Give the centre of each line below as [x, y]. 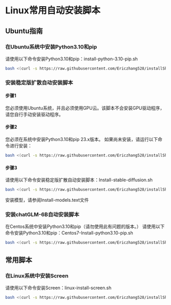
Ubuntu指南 [24, 31]
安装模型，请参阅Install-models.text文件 [47, 200]
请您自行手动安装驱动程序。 [34, 114]
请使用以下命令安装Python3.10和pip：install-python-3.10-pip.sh [72, 59]
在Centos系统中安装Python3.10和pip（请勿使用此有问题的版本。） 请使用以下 [85, 227]
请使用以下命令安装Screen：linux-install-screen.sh [59, 288]
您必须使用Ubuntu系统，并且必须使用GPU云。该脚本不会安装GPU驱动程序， [85, 108]
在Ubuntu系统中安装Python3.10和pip [51, 46]
